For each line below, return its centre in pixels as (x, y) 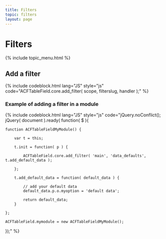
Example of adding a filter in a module (52, 104)
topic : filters (21, 15)
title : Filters (21, 10)
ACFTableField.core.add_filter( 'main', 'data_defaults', (85, 156)
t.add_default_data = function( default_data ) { (67, 178)
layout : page (19, 19)
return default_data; (46, 200)
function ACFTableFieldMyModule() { (43, 130)
